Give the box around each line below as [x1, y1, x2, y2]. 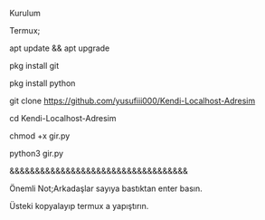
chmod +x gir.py [9, 130, 71, 141]
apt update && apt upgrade [9, 43, 110, 53]
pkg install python [9, 78, 76, 89]
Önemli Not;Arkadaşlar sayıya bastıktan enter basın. [9, 183, 203, 194]
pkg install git [9, 61, 60, 71]
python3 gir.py [9, 148, 64, 158]
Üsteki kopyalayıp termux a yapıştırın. [9, 201, 149, 211]
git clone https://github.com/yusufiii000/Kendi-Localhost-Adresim [9, 95, 256, 106]
